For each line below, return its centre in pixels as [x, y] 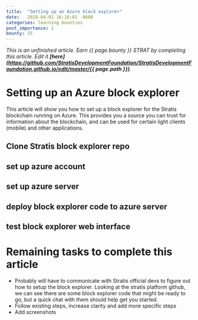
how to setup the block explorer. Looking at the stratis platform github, [100, 287]
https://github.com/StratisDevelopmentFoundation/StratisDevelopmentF [100, 63]
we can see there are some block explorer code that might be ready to [100, 293]
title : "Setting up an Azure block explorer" [64, 11]
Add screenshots [35, 312]
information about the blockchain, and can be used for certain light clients [96, 122]
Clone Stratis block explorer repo [68, 146]
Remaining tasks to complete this [89, 252]
